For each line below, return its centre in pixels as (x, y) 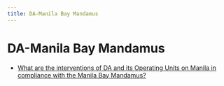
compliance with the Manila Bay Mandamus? (82, 75)
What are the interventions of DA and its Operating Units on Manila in (117, 68)
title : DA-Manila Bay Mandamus (53, 14)
